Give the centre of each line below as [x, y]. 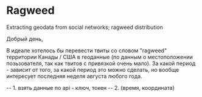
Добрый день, [25, 39]
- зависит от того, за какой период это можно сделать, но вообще [93, 69]
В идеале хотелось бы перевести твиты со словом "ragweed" [87, 50]
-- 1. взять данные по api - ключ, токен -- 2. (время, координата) [90, 87]
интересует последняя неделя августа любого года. [74, 76]
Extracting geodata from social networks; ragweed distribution [85, 27]
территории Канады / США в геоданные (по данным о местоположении [99, 57]
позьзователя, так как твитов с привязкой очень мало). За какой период [101, 63]
